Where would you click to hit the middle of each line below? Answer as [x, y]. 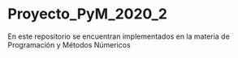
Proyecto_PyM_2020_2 [88, 14]
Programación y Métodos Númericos [69, 44]
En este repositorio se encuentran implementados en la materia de [119, 36]
